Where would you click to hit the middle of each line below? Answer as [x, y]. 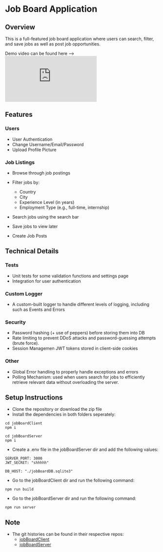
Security [15, 322]
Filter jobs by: [26, 182]
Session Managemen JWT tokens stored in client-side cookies [75, 349]
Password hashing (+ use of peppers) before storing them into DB [78, 333]
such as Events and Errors [38, 309]
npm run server [20, 508]
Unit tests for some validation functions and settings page [70, 276]
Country [28, 192]
